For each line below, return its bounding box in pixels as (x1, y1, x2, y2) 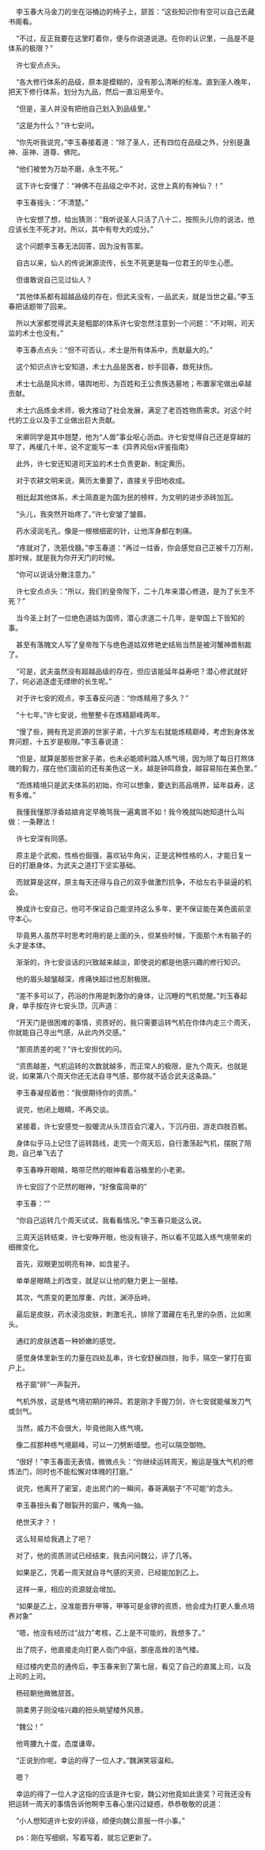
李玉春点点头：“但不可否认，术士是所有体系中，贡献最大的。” (15, 345, 214, 354)
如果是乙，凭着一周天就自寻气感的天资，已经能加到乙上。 (15, 1568, 203, 1577)
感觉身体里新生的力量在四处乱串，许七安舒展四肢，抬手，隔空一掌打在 (15, 1353, 245, 1363)
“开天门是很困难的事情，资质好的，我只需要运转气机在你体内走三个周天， (15, 1018, 255, 1027)
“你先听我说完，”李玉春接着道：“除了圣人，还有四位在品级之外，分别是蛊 (15, 138, 251, 146)
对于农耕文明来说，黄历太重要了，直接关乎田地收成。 (15, 476, 190, 485)
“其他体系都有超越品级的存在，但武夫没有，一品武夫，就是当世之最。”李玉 (15, 292, 255, 301)
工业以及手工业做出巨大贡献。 (21, 415, 119, 425)
